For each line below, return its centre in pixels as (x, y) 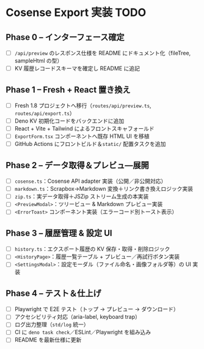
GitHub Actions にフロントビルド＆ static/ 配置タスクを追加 (90, 144)
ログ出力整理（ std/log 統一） (52, 324)
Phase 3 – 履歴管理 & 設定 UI (59, 233)
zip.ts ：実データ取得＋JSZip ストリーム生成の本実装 (82, 196)
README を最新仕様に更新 (48, 340)
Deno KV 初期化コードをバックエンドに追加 (69, 121)
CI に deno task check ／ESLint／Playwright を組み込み (83, 332)
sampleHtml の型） (38, 61)
